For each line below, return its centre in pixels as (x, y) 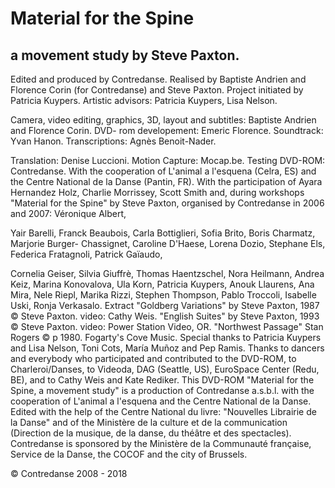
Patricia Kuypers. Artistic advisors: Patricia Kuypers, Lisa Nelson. (144, 100)
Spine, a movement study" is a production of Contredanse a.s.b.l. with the (162, 390)
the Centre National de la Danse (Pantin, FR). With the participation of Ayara (166, 181)
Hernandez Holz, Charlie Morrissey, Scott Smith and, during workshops (157, 192)
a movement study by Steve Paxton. (125, 55)
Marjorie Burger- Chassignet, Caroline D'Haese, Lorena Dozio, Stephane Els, (168, 243)
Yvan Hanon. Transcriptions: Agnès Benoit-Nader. (113, 141)
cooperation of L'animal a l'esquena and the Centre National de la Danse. (161, 401)
